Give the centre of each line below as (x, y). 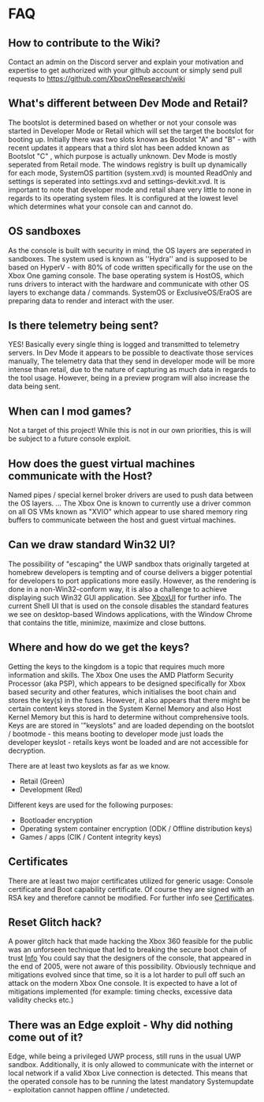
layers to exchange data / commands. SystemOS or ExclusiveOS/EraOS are (130, 292)
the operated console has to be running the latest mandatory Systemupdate (131, 1081)
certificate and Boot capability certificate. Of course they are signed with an (131, 889)
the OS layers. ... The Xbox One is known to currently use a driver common (130, 503)
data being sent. (35, 386)
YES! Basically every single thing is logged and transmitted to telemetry (124, 344)
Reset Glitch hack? (55, 922)
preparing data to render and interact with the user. (91, 300)
